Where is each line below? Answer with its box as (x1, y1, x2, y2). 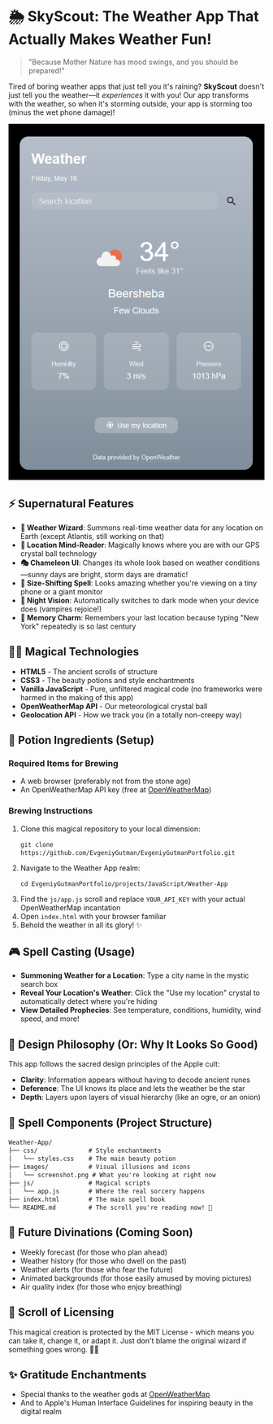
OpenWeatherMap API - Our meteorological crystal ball (19, 701, 208, 711)
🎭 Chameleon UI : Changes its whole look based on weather (19, 558, 223, 567)
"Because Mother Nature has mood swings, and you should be (28, 57, 239, 67)
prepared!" (28, 65, 65, 75)
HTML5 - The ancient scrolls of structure (19, 666, 158, 677)
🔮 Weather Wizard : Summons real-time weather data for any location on (19, 523, 264, 532)
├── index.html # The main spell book (8, 1195, 165, 1204)
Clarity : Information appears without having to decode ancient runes (19, 1075, 250, 1084)
